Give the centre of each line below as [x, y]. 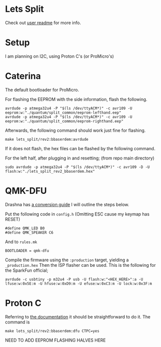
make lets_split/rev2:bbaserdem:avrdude [47, 139]
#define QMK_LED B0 [25, 228]
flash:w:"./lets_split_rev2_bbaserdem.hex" [50, 171]
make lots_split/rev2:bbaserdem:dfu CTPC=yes [52, 331]
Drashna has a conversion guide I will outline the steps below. [67, 204]
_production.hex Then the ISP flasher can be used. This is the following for [80, 265]
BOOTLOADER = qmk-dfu [27, 251]
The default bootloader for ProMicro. [42, 90]
